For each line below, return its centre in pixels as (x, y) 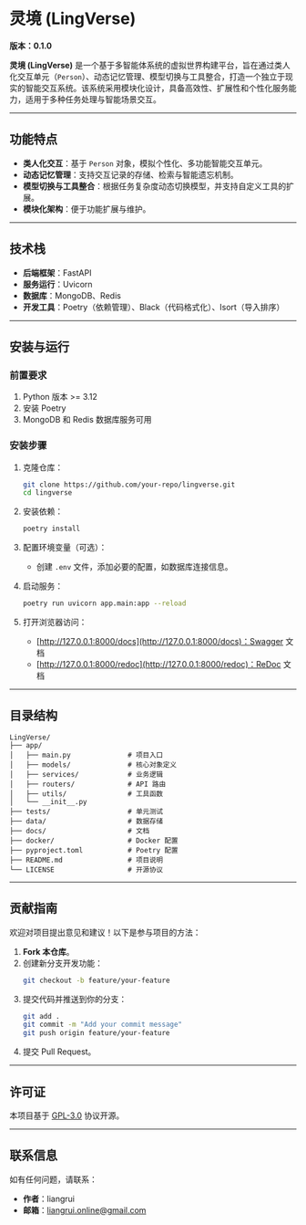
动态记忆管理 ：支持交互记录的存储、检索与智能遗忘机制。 (130, 174)
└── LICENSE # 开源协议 (87, 869)
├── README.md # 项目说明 (87, 860)
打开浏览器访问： (55, 623)
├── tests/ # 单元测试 (87, 811)
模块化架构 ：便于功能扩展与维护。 (87, 209)
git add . (41, 1016)
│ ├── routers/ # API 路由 (88, 784)
